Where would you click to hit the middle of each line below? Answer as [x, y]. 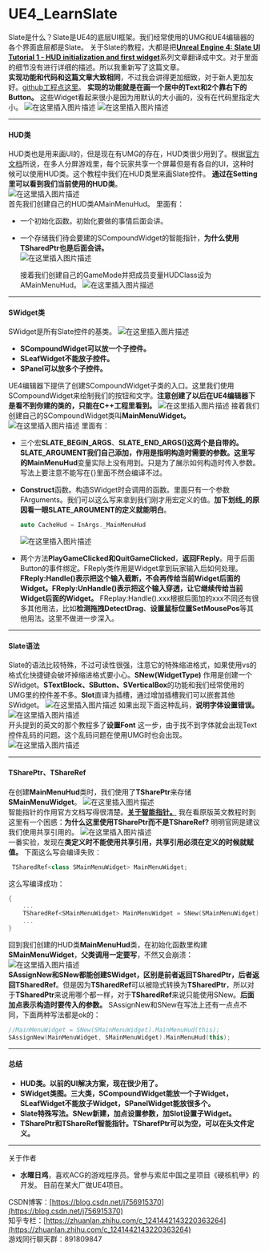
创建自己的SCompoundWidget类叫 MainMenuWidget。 [99, 416]
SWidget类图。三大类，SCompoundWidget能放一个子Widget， [126, 1093]
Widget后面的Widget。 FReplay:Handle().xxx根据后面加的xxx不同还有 [136, 598]
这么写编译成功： [36, 883]
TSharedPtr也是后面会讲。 [64, 248]
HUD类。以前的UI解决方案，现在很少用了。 [91, 1083]
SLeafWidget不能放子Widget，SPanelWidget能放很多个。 [117, 1103]
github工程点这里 [50, 87]
